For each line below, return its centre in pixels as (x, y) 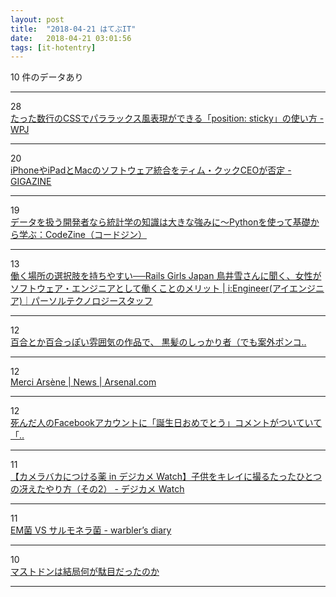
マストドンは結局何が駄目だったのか (85, 572)
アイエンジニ (298, 288)
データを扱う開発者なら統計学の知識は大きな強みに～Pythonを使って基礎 (160, 222)
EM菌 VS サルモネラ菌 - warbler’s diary (91, 530)
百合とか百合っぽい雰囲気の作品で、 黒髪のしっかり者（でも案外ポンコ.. (158, 342)
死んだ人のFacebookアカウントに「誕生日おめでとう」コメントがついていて (166, 423)
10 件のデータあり (47, 77)
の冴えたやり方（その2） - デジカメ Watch (97, 489)
